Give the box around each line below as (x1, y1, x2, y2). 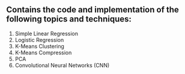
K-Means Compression (14, 49, 72, 56)
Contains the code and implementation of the (6, 5, 179, 15)
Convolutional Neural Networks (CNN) (14, 61, 110, 69)
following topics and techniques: (6, 14, 132, 24)
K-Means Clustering (14, 42, 65, 50)
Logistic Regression (14, 36, 64, 44)
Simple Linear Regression (14, 30, 79, 37)
